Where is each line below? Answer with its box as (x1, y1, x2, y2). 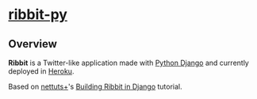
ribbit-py (8, 6, 67, 24)
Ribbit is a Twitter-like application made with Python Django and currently (8, 58, 250, 67)
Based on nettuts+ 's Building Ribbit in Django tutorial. (8, 82, 182, 91)
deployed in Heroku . (8, 67, 75, 76)
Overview (8, 37, 58, 51)
